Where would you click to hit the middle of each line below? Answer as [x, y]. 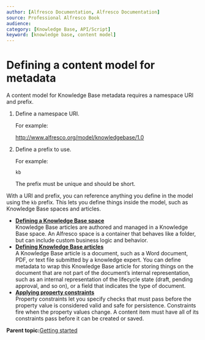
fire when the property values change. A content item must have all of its [107, 312]
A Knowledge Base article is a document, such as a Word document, [102, 253]
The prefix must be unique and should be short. [75, 184]
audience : [19, 23]
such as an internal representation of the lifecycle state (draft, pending [104, 279]
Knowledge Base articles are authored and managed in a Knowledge [102, 227]
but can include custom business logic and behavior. [81, 241]
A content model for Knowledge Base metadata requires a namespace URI [100, 95]
